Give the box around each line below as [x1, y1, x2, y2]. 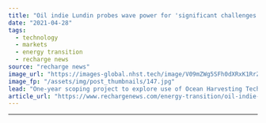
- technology [15, 33, 59, 42]
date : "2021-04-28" [8, 19, 73, 27]
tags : [8, 26, 26, 34]
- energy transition [15, 48, 83, 56]
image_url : [8, 70, 44, 78]
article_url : [8, 92, 51, 100]
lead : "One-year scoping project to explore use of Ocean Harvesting [8, 84, 243, 93]
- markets [15, 41, 47, 49]
